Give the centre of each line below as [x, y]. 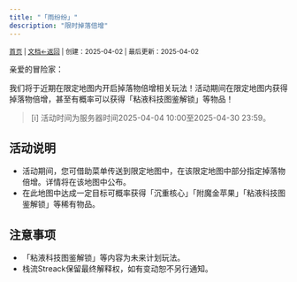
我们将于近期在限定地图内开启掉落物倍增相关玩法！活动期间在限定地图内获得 [148, 88]
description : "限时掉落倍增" [59, 26]
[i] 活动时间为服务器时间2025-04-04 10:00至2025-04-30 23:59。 [151, 118]
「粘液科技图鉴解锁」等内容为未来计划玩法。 [103, 258]
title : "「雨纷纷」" [43, 17]
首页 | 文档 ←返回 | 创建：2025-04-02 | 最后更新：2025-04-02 [104, 51]
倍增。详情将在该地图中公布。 [76, 182]
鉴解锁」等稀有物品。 [61, 204]
